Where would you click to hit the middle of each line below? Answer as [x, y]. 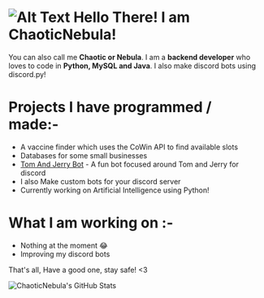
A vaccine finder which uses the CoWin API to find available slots [129, 147]
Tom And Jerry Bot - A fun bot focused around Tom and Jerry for [130, 164]
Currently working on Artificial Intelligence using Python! [115, 190]
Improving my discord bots [65, 254]
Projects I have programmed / [110, 108]
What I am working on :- [91, 223]
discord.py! [27, 74]
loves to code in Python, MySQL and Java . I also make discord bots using [132, 66]
